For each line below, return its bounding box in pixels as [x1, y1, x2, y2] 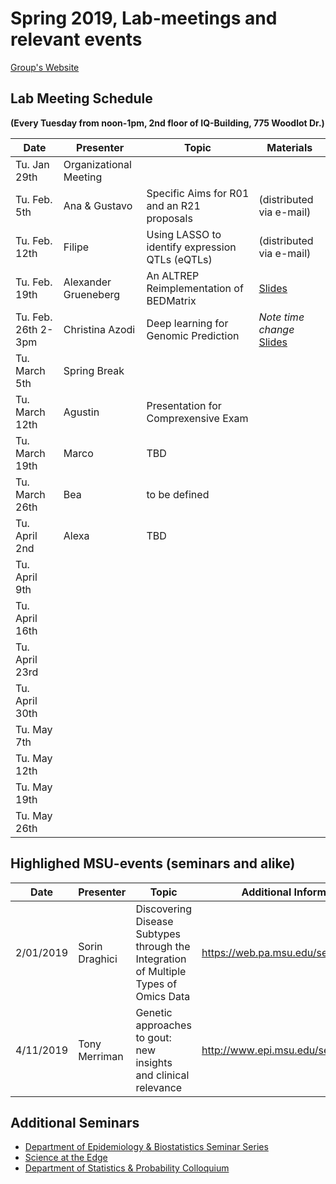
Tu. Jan [15, 157, 50, 171]
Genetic [135, 1005, 173, 1019]
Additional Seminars [10, 1114, 140, 1131]
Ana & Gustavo [63, 198, 133, 212]
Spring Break [63, 363, 125, 377]
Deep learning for [146, 316, 229, 330]
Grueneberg [63, 287, 121, 301]
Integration [135, 952, 187, 966]
